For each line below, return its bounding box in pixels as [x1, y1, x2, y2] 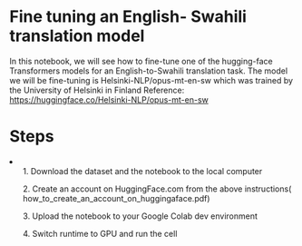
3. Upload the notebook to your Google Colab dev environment [22, 211, 258, 221]
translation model [9, 25, 145, 46]
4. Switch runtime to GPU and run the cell [22, 228, 178, 239]
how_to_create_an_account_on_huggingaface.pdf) [22, 192, 210, 203]
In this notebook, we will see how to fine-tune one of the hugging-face [9, 55, 274, 66]
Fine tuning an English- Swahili [9, 6, 248, 27]
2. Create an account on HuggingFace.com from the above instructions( [22, 183, 292, 194]
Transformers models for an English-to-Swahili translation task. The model [9, 65, 288, 76]
